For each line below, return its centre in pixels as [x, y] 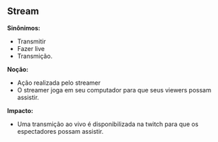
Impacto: [20, 110]
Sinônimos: [24, 28]
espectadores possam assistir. [60, 131]
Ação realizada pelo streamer [59, 83]
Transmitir [31, 41]
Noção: [18, 69]
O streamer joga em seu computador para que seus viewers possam [114, 90]
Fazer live [31, 48]
